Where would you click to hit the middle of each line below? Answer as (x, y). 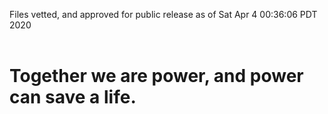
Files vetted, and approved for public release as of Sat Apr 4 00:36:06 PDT (163, 14)
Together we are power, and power (156, 76)
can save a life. (73, 97)
